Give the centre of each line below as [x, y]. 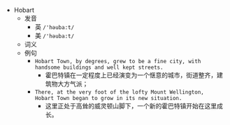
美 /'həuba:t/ [55, 35]
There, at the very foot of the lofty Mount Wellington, [119, 92]
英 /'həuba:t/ [55, 27]
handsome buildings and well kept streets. [99, 67]
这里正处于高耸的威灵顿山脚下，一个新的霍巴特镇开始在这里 [131, 106]
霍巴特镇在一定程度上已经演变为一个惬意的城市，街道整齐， [131, 75]
